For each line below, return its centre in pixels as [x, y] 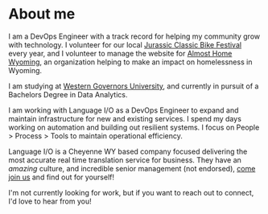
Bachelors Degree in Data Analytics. [68, 94]
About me [42, 14]
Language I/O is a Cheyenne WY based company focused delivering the [128, 151]
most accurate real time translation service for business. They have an [125, 160]
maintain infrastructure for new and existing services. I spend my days [125, 118]
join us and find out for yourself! [62, 177]
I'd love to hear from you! [50, 201]
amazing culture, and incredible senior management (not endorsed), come [132, 168]
